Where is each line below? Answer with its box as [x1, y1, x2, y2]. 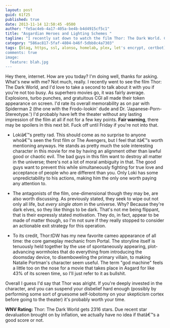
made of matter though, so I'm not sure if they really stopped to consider [12, 217, 164, 224]
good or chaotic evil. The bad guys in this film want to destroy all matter [12, 154, 162, 160]
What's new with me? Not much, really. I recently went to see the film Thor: [5, 79, 162, 85]
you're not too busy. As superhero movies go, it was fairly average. [5, 90, 145, 96]
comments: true [5, 50, 37, 55]
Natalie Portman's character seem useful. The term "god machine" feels [12, 260, 163, 266]
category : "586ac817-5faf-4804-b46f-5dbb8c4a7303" [5, 41, 114, 46]
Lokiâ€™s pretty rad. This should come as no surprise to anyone [12, 132, 146, 138]
